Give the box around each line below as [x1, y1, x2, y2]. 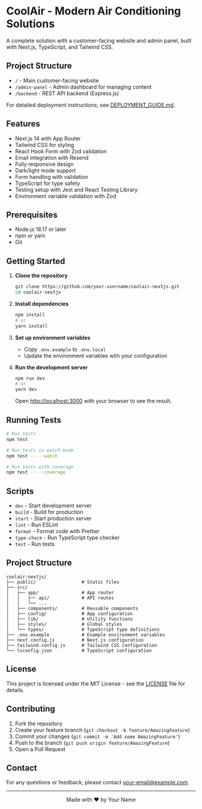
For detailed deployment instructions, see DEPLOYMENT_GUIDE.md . [6, 101, 176, 108]
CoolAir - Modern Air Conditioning [6, 4, 182, 18]
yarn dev [14, 387, 37, 393]
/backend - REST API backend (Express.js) [14, 89, 119, 97]
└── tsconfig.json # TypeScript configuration [6, 648, 152, 654]
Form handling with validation [14, 173, 88, 180]
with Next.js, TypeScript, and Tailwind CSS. [6, 43, 114, 51]
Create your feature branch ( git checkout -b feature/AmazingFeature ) [14, 726, 191, 733]
